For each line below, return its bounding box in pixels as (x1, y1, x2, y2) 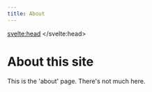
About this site (7, 54, 94, 70)
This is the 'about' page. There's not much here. (7, 77, 146, 85)
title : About (7, 10, 45, 17)
